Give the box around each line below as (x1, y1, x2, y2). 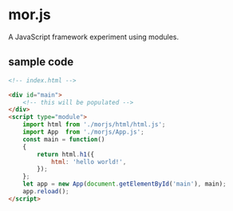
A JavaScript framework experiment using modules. (8, 32, 180, 42)
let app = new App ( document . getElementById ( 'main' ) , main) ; (22, 180, 227, 189)
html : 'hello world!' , (50, 157, 127, 165)
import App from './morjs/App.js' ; (22, 128, 145, 136)
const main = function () (22, 135, 105, 143)
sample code (8, 55, 74, 69)
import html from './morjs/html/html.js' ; (22, 121, 166, 129)
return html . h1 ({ (37, 150, 94, 158)
